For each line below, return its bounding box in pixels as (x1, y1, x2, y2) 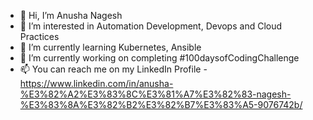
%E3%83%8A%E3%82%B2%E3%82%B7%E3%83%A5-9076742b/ (19, 99, 303, 110)
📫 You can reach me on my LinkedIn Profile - (19, 63, 208, 75)
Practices (19, 31, 60, 42)
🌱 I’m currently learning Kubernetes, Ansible (19, 41, 202, 53)
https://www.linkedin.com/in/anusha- (19, 78, 174, 89)
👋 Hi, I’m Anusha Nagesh (19, 10, 123, 21)
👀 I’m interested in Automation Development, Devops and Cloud (19, 20, 283, 32)
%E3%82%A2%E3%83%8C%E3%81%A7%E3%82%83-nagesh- (19, 88, 292, 100)
